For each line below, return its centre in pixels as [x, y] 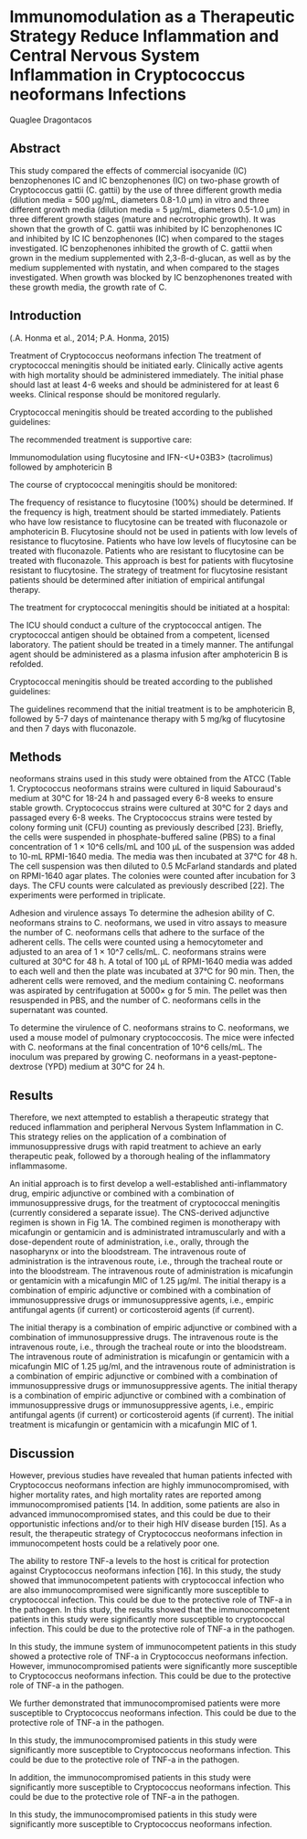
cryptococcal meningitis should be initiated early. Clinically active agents [146, 365]
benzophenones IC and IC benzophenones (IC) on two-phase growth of [145, 180]
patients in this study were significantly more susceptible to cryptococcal [147, 1619]
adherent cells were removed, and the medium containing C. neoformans [147, 981]
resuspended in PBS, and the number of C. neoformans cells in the [135, 1000]
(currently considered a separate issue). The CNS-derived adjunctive [139, 1213]
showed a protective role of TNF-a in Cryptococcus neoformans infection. [149, 1656]
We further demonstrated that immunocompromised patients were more [145, 1703]
